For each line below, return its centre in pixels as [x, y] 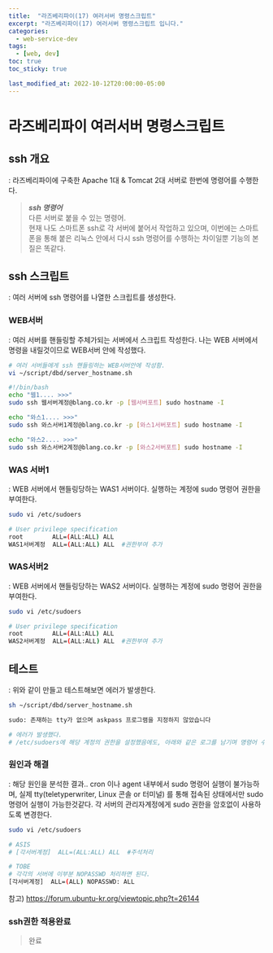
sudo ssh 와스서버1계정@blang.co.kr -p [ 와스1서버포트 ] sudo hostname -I [126, 425]
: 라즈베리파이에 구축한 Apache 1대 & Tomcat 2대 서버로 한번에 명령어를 [123, 180]
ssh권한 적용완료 [40, 921]
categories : [28, 31]
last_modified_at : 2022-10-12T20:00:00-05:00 [87, 83]
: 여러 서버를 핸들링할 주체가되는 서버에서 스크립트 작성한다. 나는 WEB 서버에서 [133, 339]
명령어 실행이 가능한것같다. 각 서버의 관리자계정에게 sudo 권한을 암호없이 [124, 804]
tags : [17, 46]
